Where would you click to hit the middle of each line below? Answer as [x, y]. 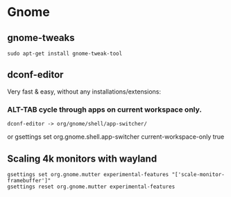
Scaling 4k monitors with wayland [82, 159]
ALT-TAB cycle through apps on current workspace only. [105, 110]
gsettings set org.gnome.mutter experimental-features [88, 174]
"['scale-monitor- [198, 174]
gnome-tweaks [41, 38]
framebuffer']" [29, 180]
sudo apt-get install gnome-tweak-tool [65, 53]
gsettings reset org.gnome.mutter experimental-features [91, 187]
